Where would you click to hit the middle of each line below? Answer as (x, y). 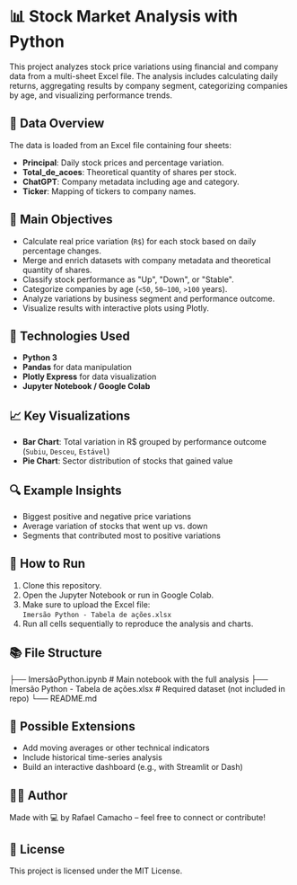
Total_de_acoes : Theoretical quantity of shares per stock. (130, 172)
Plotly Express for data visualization (89, 376)
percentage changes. (61, 251)
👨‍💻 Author (39, 795)
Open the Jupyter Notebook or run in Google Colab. (118, 595)
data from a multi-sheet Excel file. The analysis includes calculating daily (144, 75)
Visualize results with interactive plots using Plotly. (115, 308)
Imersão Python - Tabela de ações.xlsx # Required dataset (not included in (147, 688)
